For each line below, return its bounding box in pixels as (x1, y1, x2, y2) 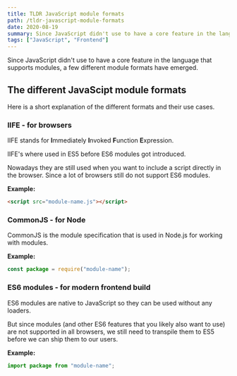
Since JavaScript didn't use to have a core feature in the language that (7, 56, 212, 64)
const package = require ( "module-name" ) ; (7, 266, 131, 273)
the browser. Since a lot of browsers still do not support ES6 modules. (7, 171, 210, 180)
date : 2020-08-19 (7, 23, 59, 30)
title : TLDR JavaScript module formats (7, 10, 125, 18)
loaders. (7, 306, 32, 315)
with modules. (7, 238, 49, 247)
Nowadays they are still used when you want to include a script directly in (7, 164, 221, 172)
